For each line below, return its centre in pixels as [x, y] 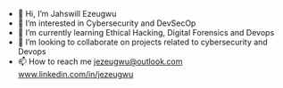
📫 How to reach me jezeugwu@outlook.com [100, 61]
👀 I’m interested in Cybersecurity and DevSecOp [107, 23]
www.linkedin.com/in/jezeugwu [75, 74]
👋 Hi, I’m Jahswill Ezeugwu [67, 14]
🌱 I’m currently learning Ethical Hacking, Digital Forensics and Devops [146, 32]
